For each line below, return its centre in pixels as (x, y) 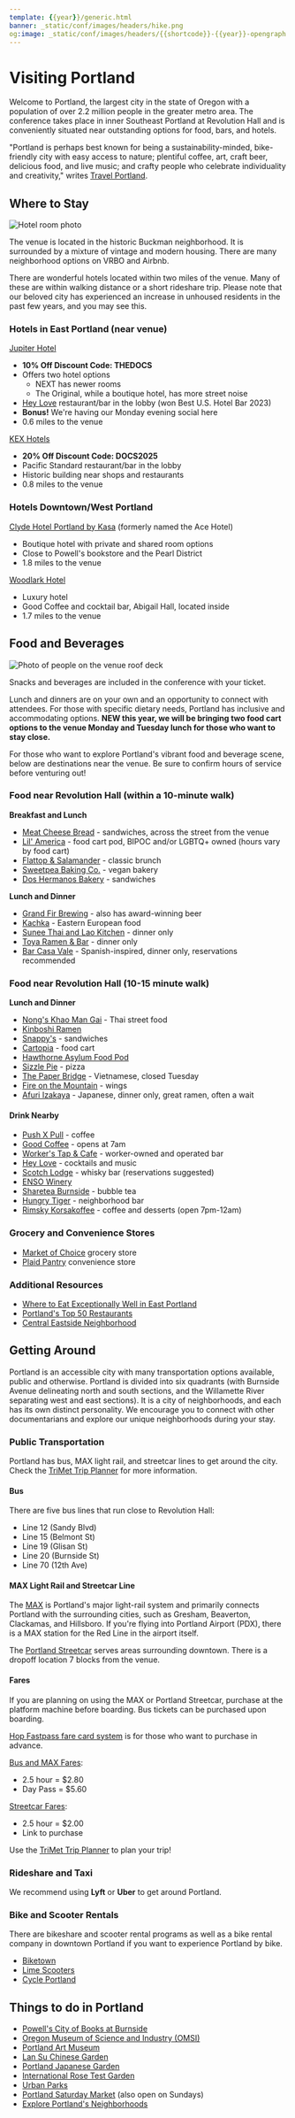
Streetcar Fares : (38, 1806)
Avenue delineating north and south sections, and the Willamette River (137, 1390)
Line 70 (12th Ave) (55, 1565)
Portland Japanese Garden (71, 2067)
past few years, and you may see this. (78, 306)
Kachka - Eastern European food (81, 922)
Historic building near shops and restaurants (102, 475)
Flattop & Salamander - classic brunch (91, 860)
